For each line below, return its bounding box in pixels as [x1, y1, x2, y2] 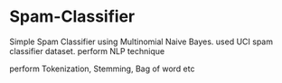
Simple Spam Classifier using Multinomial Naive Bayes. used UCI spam [9, 36, 274, 47]
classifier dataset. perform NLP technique [9, 45, 165, 56]
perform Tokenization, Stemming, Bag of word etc [9, 63, 195, 74]
